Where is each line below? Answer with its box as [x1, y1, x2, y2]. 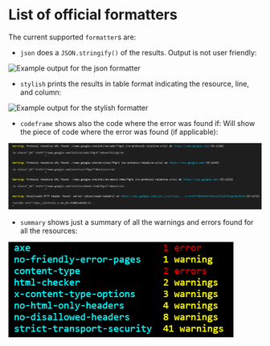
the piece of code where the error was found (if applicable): [19, 127, 219, 136]
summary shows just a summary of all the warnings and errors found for [19, 218, 254, 227]
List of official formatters [8, 6, 178, 24]
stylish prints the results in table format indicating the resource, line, [19, 79, 249, 88]
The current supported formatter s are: [8, 32, 137, 42]
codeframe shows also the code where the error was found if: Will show [19, 118, 256, 128]
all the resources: [19, 226, 78, 236]
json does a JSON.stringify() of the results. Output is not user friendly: [19, 47, 257, 57]
